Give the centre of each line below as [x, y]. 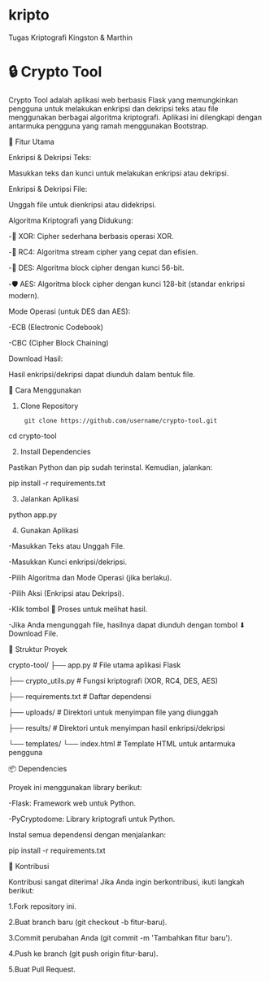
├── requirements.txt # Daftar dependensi [80, 696]
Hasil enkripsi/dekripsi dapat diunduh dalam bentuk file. [102, 374]
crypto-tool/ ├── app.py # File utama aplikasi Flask [95, 665]
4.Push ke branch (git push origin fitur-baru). [83, 954]
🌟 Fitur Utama [31, 141]
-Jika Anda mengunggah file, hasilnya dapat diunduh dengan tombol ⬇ [127, 624]
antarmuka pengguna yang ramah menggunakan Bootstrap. [109, 126]
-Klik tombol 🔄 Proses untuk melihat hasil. [78, 609]
